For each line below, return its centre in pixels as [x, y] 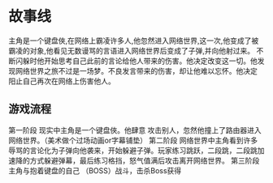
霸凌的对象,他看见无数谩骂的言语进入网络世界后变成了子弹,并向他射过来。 [132, 50]
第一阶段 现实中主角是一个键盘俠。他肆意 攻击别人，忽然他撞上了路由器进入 [135, 130]
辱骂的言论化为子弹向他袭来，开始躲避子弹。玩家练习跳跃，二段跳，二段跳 [133, 150]
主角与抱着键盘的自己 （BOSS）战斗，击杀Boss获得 [95, 170]
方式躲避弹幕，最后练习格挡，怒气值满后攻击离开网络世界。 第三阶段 [145, 160]
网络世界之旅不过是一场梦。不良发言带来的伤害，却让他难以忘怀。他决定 [136, 70]
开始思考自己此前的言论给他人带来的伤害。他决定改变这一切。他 [150, 61]
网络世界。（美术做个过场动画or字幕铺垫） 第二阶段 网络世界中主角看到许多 [133, 140]
